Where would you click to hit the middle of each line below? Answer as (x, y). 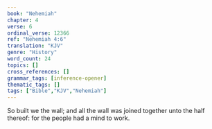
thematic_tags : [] (34, 85)
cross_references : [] (38, 71)
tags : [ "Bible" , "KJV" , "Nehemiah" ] (57, 91)
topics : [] (23, 65)
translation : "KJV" (35, 46)
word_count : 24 (29, 59)
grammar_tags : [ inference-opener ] (57, 78)
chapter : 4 (23, 20)
